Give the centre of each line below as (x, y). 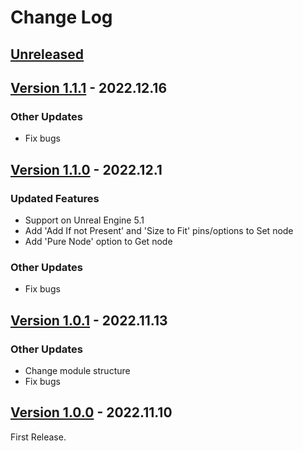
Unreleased (47, 54)
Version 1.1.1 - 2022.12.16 (89, 87)
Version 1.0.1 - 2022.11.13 (89, 320)
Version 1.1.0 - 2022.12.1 (86, 169)
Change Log (61, 17)
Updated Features (55, 198)
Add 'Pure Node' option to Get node (98, 241)
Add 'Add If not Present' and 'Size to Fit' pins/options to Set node (159, 230)
